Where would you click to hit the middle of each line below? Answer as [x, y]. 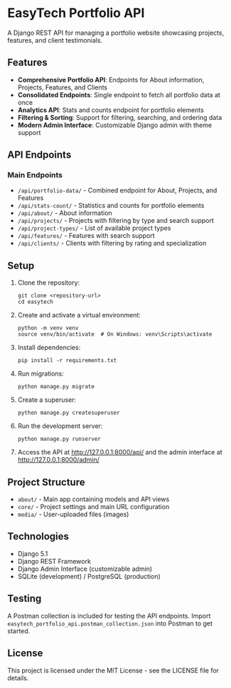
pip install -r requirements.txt [67, 361]
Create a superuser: [47, 400]
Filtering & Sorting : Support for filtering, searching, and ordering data [120, 117]
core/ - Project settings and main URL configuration [93, 507]
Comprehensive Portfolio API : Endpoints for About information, [111, 80]
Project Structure [46, 482]
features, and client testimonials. [55, 40]
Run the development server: [60, 426]
